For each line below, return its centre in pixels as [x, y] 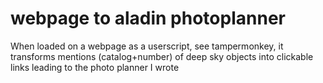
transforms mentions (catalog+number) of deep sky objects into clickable [162, 56]
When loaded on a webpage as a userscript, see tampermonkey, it [147, 46]
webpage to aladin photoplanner [148, 18]
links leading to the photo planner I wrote [95, 67]
